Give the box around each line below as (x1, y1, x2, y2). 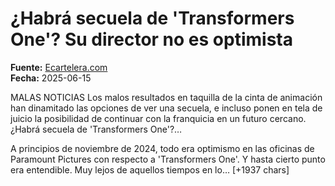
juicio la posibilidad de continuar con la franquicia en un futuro (10, 112, 268, 124)
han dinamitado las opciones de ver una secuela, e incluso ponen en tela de (10, 102, 323, 114)
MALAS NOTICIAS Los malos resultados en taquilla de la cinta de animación (10, 91, 323, 103)
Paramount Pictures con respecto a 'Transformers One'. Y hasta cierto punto (10, 153, 326, 165)
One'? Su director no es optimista (10, 28, 293, 51)
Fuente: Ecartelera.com (10, 61, 108, 73)
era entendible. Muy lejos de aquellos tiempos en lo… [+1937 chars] (10, 163, 290, 176)
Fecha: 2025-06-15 (10, 72, 92, 84)
